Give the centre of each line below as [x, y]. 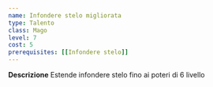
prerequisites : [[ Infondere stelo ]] [68, 52]
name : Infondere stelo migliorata [65, 15]
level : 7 [22, 38]
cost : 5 [21, 45]
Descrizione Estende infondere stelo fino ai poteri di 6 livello [106, 75]
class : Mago [28, 30]
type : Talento [32, 23]
